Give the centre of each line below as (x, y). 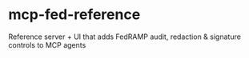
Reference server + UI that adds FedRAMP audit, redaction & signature (125, 37)
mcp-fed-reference (74, 15)
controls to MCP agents (47, 44)
